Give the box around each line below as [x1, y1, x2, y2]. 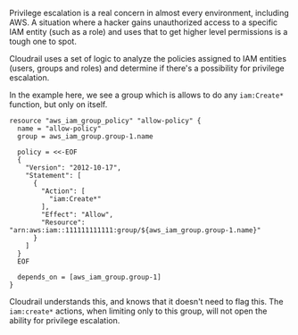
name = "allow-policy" [17, 124, 102, 133]
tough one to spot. [9, 36, 78, 46]
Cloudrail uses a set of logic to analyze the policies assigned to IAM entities [9, 54, 287, 63]
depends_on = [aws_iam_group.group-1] [17, 272, 162, 281]
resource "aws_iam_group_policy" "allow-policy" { [9, 116, 202, 125]
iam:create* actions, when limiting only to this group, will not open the [9, 306, 268, 316]
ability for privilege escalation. [9, 315, 120, 325]
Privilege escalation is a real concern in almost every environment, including [9, 8, 290, 18]
